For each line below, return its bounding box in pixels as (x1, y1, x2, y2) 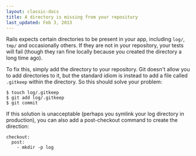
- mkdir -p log (16, 145, 54, 151)
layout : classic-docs (6, 8, 59, 15)
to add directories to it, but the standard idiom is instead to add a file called (6, 72, 188, 79)
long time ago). (6, 54, 43, 62)
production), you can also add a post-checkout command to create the (6, 117, 178, 124)
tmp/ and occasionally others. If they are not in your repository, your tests (6, 42, 184, 49)
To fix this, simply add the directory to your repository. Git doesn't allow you (6, 66, 190, 73)
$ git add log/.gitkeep (6, 95, 65, 101)
